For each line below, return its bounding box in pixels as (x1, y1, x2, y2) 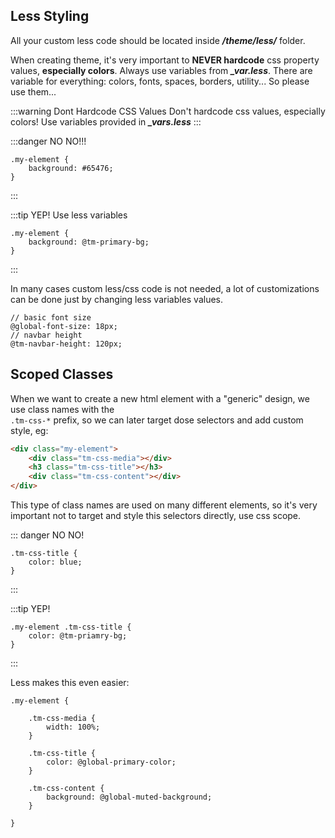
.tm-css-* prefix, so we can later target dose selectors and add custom (10, 414, 304, 426)
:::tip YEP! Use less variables (10, 209, 128, 221)
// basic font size (10, 312, 92, 323)
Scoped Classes (10, 366, 114, 383)
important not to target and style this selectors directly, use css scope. (10, 510, 302, 521)
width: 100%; (46, 722, 101, 732)
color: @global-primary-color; (46, 757, 177, 767)
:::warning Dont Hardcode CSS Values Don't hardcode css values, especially (10, 105, 326, 117)
